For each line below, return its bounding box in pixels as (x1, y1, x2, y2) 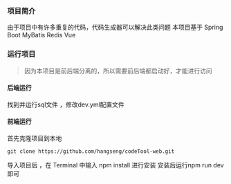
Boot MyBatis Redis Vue (7, 31, 76, 39)
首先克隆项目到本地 (7, 134, 62, 142)
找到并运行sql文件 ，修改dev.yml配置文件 (7, 100, 124, 109)
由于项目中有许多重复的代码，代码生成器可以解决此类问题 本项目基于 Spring (7, 23, 223, 32)
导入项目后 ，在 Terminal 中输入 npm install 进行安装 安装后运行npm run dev (7, 161, 224, 169)
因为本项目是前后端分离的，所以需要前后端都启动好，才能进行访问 (24, 66, 212, 75)
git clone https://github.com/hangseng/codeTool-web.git (7, 148, 175, 155)
